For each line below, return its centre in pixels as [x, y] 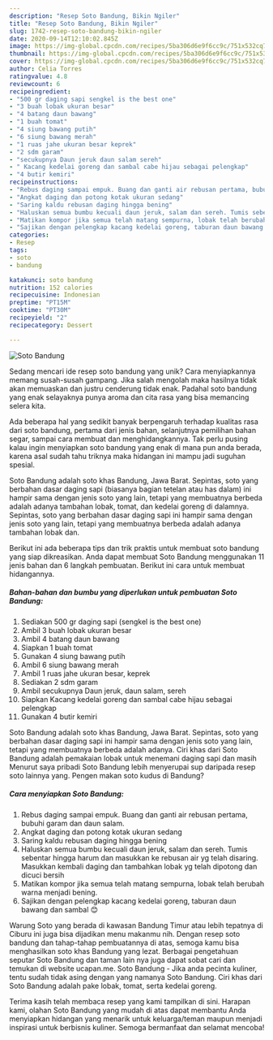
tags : [18, 250]
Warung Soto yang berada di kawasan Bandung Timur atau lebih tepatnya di [136, 925]
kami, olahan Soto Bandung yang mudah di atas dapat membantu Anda [128, 1010]
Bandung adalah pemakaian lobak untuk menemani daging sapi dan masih [133, 758]
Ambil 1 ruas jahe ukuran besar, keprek [85, 673]
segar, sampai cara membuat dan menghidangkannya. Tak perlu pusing [128, 439]
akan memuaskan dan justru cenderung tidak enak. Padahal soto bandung [133, 388]
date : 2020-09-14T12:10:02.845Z [64, 39]
